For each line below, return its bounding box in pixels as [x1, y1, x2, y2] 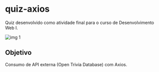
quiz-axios [5, 3, 50, 15]
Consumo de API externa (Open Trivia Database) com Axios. [5, 61, 128, 67]
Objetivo [5, 48, 32, 57]
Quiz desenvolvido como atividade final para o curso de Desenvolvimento [5, 20, 155, 25]
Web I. [5, 24, 18, 30]
